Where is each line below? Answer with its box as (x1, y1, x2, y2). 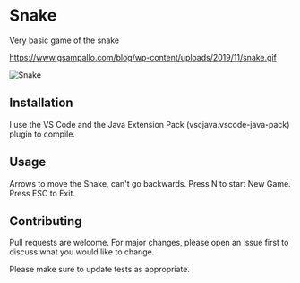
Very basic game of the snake (9, 35, 120, 46)
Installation (9, 96, 73, 111)
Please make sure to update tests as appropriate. (9, 264, 191, 275)
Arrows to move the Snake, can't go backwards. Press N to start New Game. (9, 178, 291, 188)
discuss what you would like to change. (9, 246, 155, 257)
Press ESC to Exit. (9, 187, 76, 198)
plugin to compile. (9, 129, 76, 139)
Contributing (9, 213, 82, 229)
